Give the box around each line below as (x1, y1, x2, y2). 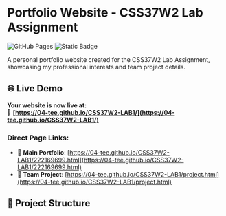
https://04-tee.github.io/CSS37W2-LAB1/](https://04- (14, 108, 175, 116)
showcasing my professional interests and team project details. (7, 63, 186, 71)
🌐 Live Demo (7, 83, 63, 94)
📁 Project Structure (7, 197, 91, 209)
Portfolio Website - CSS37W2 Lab (7, 5, 204, 21)
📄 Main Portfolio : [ (16, 149, 70, 157)
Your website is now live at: (7, 101, 87, 109)
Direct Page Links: (7, 133, 69, 142)
